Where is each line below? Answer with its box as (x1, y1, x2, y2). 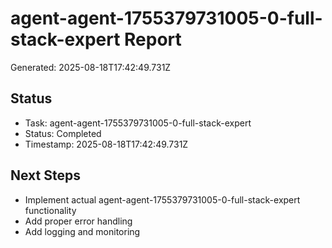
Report (124, 28, 182, 51)
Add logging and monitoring (24, 225, 141, 237)
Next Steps (10, 167, 81, 184)
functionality (24, 204, 77, 216)
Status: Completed (24, 127, 102, 139)
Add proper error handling (24, 215, 133, 227)
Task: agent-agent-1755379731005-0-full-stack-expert (24, 117, 252, 129)
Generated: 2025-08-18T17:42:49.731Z (10, 61, 172, 73)
